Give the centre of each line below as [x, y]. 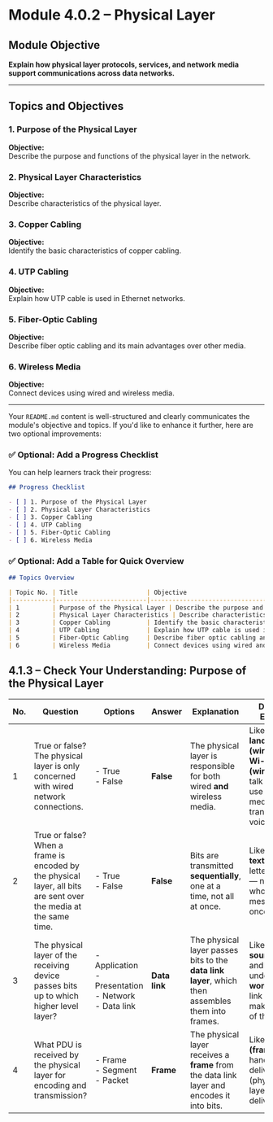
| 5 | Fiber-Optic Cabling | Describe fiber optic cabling [132, 638]
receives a [210, 1054]
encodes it [210, 1095]
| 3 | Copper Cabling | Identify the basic [114, 623]
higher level [56, 1006]
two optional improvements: [55, 434]
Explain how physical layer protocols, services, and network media [124, 64]
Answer [167, 711]
